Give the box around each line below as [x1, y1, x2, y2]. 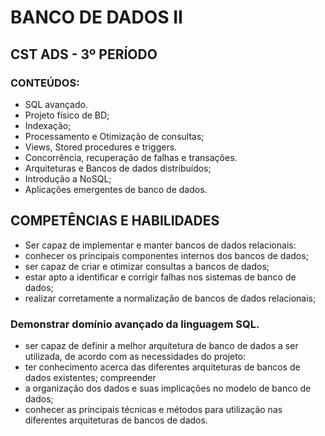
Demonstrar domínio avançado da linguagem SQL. [10, 317, 260, 331]
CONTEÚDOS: [10, 76, 80, 90]
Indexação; [24, 119, 72, 131]
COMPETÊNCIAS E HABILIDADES [10, 212, 220, 230]
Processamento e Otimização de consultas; [24, 130, 205, 142]
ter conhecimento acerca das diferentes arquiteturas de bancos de [24, 361, 301, 373]
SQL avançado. [24, 98, 88, 110]
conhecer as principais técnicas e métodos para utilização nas [24, 403, 283, 415]
